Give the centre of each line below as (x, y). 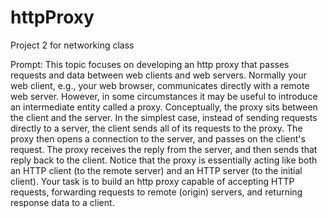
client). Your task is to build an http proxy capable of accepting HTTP (152, 181)
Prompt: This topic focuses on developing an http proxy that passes (150, 64)
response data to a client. (62, 202)
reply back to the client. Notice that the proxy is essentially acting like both (164, 160)
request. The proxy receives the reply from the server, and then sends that (164, 149)
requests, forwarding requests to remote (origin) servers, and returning (156, 192)
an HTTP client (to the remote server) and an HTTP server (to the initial (156, 170)
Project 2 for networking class (72, 45)
